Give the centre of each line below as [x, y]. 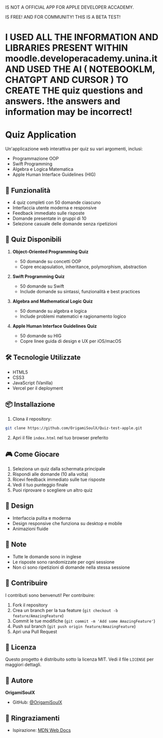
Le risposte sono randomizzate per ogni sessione [63, 562]
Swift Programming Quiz [39, 276]
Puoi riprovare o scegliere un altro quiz [52, 490]
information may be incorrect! [69, 112]
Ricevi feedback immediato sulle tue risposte [59, 479]
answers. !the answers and [63, 101]
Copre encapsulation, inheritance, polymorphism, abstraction [83, 267]
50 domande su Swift [42, 286]
